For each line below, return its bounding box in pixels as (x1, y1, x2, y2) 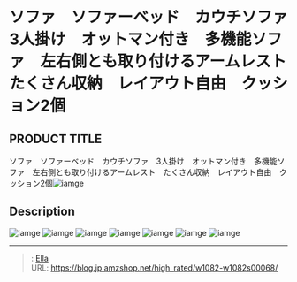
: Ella (30, 253, 49, 263)
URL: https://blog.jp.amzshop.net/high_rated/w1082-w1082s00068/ (30, 262, 278, 273)
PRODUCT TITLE (9, 131, 103, 146)
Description (9, 204, 75, 219)
